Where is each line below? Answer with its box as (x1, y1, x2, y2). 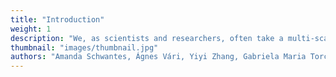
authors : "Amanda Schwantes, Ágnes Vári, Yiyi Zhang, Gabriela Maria (10, 52, 307, 62)
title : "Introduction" (10, 14, 105, 25)
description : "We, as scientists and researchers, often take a (10, 33, 284, 43)
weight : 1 (10, 24, 52, 34)
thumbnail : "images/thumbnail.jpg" (10, 42, 159, 53)
